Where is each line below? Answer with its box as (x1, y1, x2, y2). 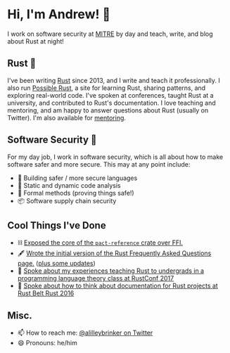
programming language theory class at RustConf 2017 (17, 274, 174, 283)
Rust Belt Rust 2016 (17, 289, 75, 297)
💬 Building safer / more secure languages (17, 174, 138, 182)
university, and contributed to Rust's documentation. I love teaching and (7, 98, 216, 107)
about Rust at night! (7, 37, 65, 45)
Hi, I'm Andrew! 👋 (7, 6, 111, 23)
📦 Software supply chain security (17, 196, 117, 205)
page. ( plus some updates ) (17, 259, 96, 268)
